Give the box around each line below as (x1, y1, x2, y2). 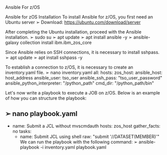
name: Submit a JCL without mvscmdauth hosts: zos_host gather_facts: (12, 122, 160, 129)
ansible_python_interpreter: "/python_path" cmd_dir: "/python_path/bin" (5, 80, 154, 86)
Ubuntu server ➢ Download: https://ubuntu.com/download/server (5, 19, 141, 25)
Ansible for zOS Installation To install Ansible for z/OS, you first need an (5, 14, 153, 19)
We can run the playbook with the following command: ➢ (20, 138, 138, 144)
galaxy (5, 39, 19, 45)
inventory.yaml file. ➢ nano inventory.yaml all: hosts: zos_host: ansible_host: (5, 69, 163, 75)
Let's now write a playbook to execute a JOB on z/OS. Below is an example (5, 90, 160, 95)
